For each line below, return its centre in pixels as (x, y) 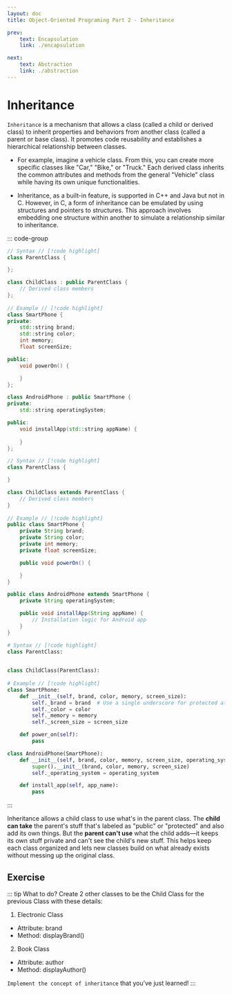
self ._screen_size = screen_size (80, 722)
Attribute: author (40, 962)
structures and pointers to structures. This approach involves (104, 210)
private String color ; (52, 538)
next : (15, 58)
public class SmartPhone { (46, 525)
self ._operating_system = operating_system (95, 773)
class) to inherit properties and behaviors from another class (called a (106, 132)
